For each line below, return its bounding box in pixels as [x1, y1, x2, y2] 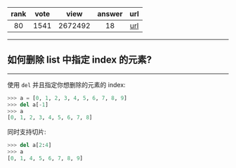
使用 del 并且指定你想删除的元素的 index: [7, 80, 126, 89]
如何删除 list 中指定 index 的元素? [7, 54, 152, 66]
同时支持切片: [7, 128, 47, 136]
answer [97, 9, 123, 18]
